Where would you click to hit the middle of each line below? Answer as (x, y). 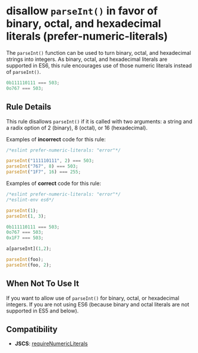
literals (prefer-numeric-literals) (87, 36)
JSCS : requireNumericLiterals (51, 343)
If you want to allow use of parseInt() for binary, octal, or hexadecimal (93, 298)
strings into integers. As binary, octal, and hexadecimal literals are (87, 59)
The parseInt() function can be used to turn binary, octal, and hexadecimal (99, 52)
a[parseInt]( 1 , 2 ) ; (29, 249)
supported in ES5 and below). (43, 311)
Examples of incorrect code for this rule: (56, 139)
